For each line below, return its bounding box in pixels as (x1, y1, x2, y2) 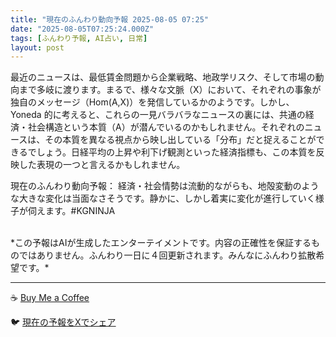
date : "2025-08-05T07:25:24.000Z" (10, 24, 155, 34)
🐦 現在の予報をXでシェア (10, 316, 117, 328)
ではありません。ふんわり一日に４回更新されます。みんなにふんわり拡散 (18, 249, 317, 261)
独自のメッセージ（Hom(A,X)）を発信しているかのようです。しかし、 (10, 96, 295, 108)
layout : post (10, 42, 65, 53)
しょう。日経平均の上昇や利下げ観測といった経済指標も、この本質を (36, 146, 317, 158)
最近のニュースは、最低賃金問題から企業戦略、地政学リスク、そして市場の (10, 71, 316, 83)
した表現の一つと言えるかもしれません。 (18, 159, 186, 171)
